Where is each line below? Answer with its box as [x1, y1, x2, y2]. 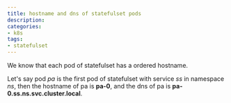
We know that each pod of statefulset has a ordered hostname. [7, 62, 189, 69]
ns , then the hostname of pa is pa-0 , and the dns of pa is [7, 82, 171, 90]
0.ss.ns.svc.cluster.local [7, 89, 81, 97]
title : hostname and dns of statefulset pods [7, 10, 141, 17]
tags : [7, 36, 23, 43]
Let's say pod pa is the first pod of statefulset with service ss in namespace [7, 75, 225, 83]
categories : [7, 23, 42, 30]
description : [7, 17, 45, 24]
